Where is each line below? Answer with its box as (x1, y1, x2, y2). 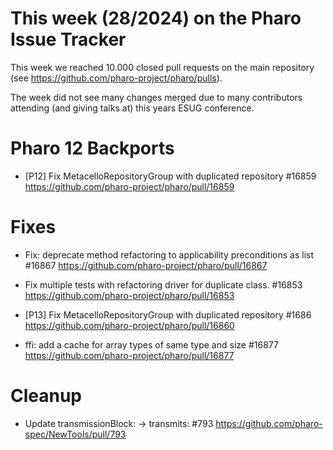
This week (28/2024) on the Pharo (10, 7, 302, 30)
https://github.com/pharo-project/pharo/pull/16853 (24, 289, 235, 301)
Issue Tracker (10, 28, 127, 51)
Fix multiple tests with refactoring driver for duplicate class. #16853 (24, 278, 303, 291)
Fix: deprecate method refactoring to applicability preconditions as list (24, 248, 315, 261)
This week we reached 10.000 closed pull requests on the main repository (10, 61, 315, 73)
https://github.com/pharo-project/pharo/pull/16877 (24, 349, 235, 361)
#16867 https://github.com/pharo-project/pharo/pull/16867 (24, 259, 268, 271)
